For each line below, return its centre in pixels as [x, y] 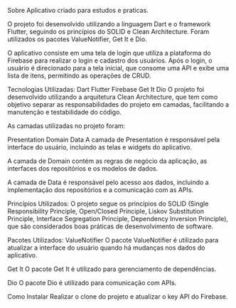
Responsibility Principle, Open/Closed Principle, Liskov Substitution [106, 211]
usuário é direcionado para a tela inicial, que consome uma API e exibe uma [118, 68]
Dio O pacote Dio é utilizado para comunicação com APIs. [92, 283]
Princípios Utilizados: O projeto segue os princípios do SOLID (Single [108, 203]
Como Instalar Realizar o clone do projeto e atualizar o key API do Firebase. [118, 297]
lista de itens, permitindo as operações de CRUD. [79, 75]
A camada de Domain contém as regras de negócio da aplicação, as [107, 161]
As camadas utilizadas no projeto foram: [66, 126]
